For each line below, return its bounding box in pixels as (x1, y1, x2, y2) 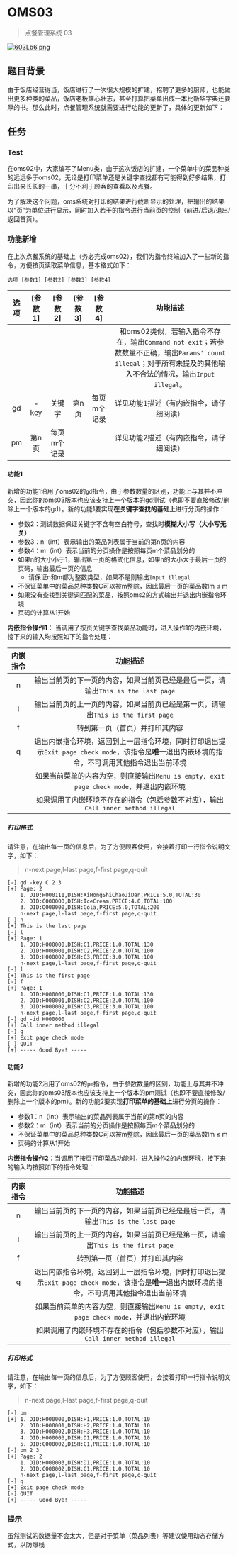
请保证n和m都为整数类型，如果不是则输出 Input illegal (28, 572, 191, 581)
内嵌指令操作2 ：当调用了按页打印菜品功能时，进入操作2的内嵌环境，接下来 (7, 1154, 227, 1163)
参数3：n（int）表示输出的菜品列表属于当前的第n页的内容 (17, 537, 186, 546)
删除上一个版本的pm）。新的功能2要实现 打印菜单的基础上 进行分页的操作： (7, 1097, 222, 1106)
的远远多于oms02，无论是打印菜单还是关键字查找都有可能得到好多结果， (7, 173, 220, 182)
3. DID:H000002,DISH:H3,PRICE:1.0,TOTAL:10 (20, 1428, 151, 1436)
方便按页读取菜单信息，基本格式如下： (19, 260, 132, 269)
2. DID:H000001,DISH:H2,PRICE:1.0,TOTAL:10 (20, 1422, 151, 1429)
